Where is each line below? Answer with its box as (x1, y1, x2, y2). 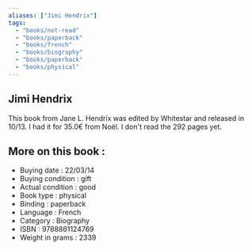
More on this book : (8, 144, 105, 158)
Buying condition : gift (19, 174, 92, 184)
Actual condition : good (19, 183, 97, 192)
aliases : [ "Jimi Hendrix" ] (8, 11, 97, 20)
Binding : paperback (19, 199, 86, 209)
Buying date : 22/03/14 (19, 165, 95, 175)
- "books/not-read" (15, 26, 80, 34)
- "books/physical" (15, 63, 80, 71)
